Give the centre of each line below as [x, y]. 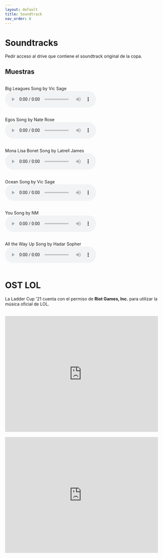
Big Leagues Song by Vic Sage [36, 89]
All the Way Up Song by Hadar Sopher [43, 244]
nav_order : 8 [18, 19]
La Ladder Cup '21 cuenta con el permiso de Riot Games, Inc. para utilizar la [81, 299]
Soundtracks [32, 43]
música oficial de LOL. [27, 304]
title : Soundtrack [24, 14]
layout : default [21, 10]
